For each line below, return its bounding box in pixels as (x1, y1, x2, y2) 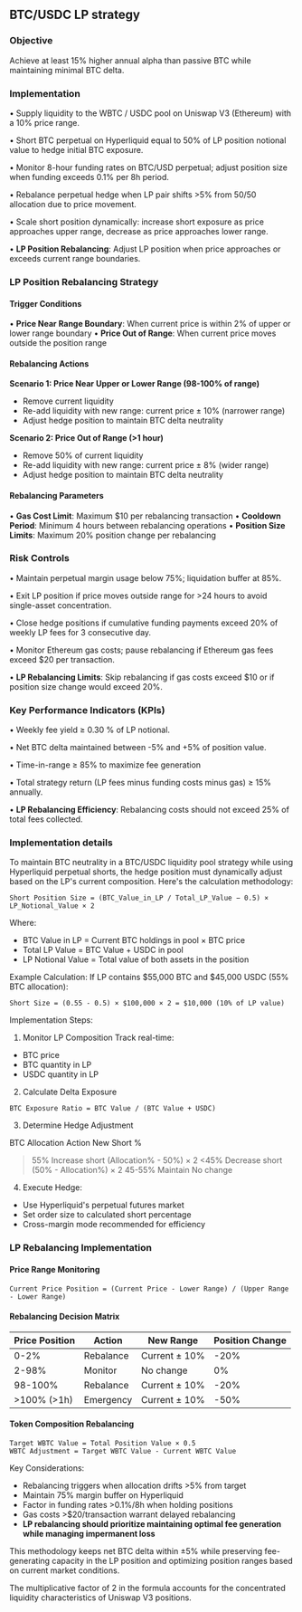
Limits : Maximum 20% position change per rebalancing (9, 529, 217, 540)
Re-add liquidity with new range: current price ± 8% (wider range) (22, 460, 269, 471)
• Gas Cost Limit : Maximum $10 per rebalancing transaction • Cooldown (9, 510, 282, 521)
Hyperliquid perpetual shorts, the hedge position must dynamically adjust (9, 866, 283, 877)
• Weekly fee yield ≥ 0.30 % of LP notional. (9, 724, 170, 736)
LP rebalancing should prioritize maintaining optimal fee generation (22, 1518, 282, 1529)
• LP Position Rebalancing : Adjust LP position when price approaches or (9, 243, 281, 254)
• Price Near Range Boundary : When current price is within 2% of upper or (9, 319, 291, 329)
